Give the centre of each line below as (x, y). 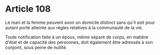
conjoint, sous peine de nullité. (36, 47)
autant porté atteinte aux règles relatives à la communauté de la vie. (74, 27)
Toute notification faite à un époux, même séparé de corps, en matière (77, 37)
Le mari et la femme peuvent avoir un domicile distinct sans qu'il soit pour (80, 22)
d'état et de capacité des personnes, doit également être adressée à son (79, 42)
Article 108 (28, 9)
